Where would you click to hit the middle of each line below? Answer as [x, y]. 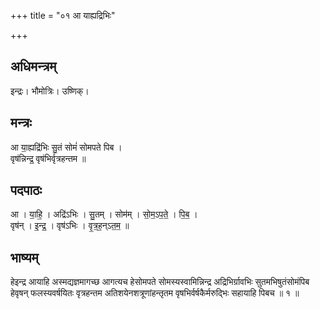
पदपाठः [26, 190]
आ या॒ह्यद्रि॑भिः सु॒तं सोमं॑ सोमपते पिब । [66, 147]
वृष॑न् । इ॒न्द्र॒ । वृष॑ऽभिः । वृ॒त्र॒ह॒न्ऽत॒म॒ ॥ [70, 226]
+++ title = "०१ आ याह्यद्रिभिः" [63, 15]
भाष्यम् [24, 257]
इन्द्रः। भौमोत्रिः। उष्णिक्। [50, 91]
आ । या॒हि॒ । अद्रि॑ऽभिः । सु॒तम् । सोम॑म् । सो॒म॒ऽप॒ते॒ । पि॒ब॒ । [104, 214]
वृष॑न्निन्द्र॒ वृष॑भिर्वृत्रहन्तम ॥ [48, 158]
